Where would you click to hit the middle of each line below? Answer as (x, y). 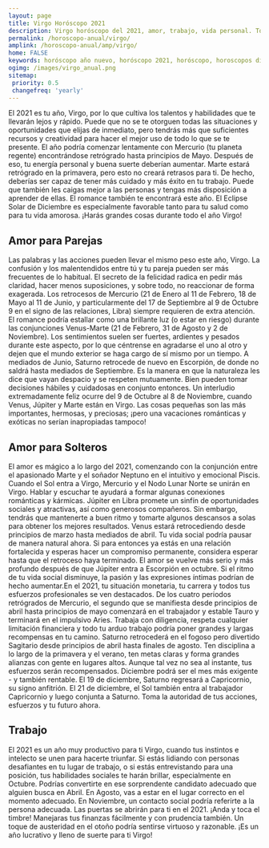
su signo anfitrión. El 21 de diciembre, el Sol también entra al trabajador (126, 688)
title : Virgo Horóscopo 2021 (57, 23)
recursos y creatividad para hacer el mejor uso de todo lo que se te (119, 139)
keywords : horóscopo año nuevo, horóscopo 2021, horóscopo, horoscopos (130, 61)
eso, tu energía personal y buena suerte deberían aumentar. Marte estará (129, 164)
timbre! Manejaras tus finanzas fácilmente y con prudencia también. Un (126, 818)
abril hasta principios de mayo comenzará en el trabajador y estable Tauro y (134, 611)
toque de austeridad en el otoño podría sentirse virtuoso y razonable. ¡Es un (133, 826)
